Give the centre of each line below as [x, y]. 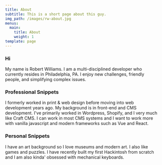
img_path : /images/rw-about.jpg [38, 19]
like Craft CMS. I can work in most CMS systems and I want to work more [79, 118]
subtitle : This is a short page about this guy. [56, 14]
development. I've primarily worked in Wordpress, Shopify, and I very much [81, 113]
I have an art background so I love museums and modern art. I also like [77, 146]
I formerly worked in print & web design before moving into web [69, 103]
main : [15, 28]
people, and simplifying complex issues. [46, 80]
